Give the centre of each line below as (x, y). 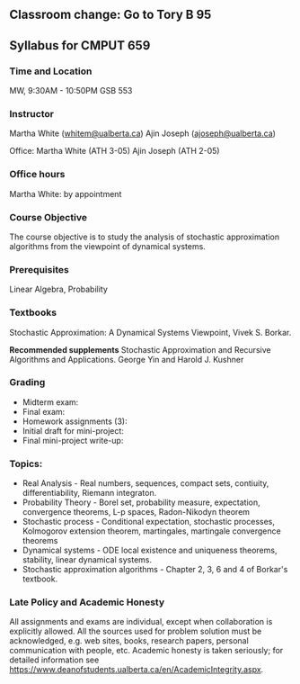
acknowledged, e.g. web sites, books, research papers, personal (129, 641)
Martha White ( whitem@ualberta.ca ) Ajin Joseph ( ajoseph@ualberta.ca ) (143, 133)
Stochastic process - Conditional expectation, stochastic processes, (149, 522)
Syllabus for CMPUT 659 (80, 45)
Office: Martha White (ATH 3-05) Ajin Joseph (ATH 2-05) (115, 151)
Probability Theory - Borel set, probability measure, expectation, (141, 502)
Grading (27, 382)
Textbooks (33, 312)
